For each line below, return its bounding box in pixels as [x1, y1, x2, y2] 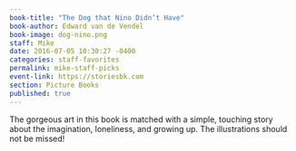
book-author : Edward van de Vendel [9, 22, 144, 31]
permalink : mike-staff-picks [9, 64, 120, 73]
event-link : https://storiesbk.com [9, 72, 144, 81]
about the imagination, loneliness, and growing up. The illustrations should [9, 123, 288, 134]
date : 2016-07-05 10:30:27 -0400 [9, 47, 136, 56]
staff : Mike [9, 38, 54, 48]
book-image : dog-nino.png [9, 30, 107, 39]
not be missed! [9, 133, 65, 144]
